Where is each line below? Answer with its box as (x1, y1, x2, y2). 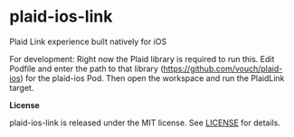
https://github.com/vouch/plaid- (163, 63, 283, 74)
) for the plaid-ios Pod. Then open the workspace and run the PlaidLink (20, 72, 285, 83)
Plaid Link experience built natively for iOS (9, 36, 167, 47)
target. (9, 82, 34, 93)
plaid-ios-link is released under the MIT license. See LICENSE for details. (9, 117, 280, 128)
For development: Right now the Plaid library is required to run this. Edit (9, 53, 275, 64)
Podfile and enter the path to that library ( (9, 63, 165, 74)
